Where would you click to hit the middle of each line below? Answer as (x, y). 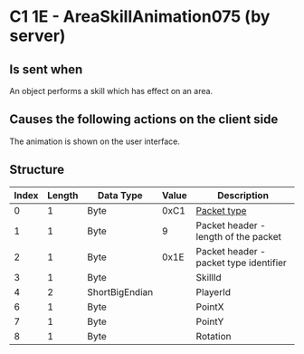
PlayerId (214, 292)
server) (38, 36)
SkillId (209, 277)
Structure (37, 170)
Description (243, 195)
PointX (210, 307)
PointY (210, 321)
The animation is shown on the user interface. (95, 141)
